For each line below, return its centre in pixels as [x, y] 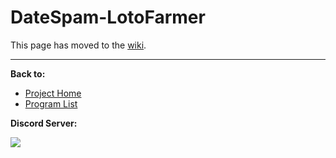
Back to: [28, 73]
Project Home [53, 93]
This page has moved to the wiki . [78, 45]
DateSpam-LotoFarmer [108, 17]
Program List [51, 103]
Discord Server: [44, 123]
